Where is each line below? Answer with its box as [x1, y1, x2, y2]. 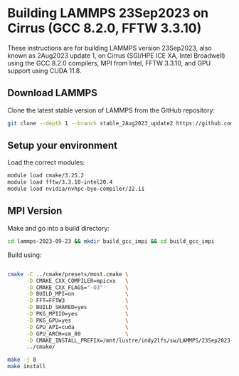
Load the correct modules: [7, 158, 85, 167]
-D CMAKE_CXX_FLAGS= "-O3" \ [26, 283, 129, 291]
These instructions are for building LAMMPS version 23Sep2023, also [7, 43, 212, 52]
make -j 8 [7, 356, 37, 364]
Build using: [7, 251, 42, 259]
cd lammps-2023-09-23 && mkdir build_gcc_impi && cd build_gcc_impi [7, 237, 215, 245]
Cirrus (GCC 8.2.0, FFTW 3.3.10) [7, 20, 202, 36]
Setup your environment [7, 140, 117, 152]
